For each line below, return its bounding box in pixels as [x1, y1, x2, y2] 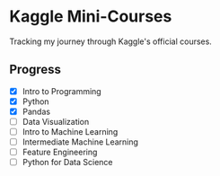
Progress [9, 62, 61, 77]
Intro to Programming [22, 85, 101, 96]
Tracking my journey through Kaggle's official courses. [9, 36, 213, 47]
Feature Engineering [22, 146, 98, 158]
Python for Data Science [22, 157, 114, 168]
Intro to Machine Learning [22, 127, 119, 136]
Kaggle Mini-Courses [9, 6, 172, 27]
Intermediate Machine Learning [22, 136, 139, 147]
